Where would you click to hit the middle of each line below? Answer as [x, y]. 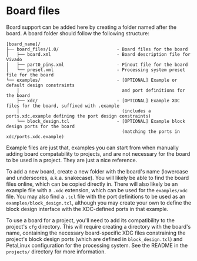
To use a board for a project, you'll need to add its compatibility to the [91, 220]
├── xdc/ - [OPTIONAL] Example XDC [98, 101]
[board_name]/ [24, 44]
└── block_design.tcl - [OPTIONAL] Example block [101, 121]
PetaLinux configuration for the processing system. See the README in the [97, 245]
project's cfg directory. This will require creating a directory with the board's [98, 226]
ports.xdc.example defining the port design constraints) [79, 116]
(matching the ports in [151, 131]
